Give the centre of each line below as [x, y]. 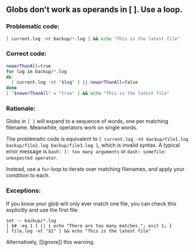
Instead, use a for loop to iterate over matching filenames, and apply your [96, 169]
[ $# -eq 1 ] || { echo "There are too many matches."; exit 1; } [89, 226]
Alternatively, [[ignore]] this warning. [51, 242]
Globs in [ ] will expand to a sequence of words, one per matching [87, 121]
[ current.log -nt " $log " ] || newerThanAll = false [75, 82]
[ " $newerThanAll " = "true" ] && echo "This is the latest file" [88, 94]
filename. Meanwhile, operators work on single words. [72, 128]
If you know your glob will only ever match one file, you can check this [91, 203]
